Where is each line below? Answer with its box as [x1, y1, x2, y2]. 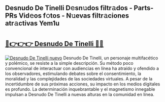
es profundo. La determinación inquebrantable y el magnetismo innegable [5, 86, 155, 92]
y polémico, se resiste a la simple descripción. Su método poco [5, 60, 134, 66]
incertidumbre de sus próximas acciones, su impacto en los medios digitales [5, 81, 160, 87]
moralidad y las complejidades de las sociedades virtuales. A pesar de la [5, 76, 153, 81]
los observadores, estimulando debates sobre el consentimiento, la [5, 71, 141, 76]
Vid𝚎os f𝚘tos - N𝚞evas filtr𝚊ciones [19, 12, 130, 20]
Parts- [133, 4, 154, 12]
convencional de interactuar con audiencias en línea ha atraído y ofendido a [5, 66, 159, 71]
